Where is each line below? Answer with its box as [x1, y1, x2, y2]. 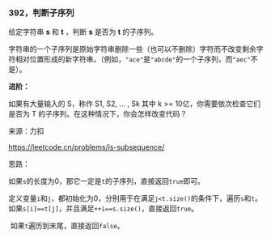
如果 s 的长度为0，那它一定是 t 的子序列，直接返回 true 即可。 [8, 176, 205, 186]
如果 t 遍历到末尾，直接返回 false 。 [10, 221, 125, 231]
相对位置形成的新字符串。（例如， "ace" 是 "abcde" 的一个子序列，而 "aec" [15, 54, 251, 64]
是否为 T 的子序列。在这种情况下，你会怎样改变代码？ [8, 109, 188, 119]
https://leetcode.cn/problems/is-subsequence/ [8, 142, 165, 152]
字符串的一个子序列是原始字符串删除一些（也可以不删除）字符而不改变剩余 [8, 45, 256, 54]
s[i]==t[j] [23, 205, 59, 214]
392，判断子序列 [8, 6, 74, 18]
